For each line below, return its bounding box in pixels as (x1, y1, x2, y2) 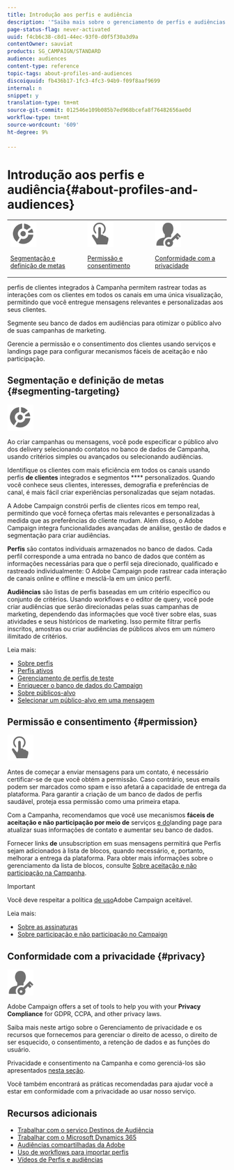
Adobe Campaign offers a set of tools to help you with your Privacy (7, 1002, 201, 1011)
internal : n (7, 84, 42, 92)
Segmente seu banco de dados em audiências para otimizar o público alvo (7, 319, 221, 327)
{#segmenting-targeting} (7, 386, 120, 397)
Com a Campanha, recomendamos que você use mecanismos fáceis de (7, 811, 214, 819)
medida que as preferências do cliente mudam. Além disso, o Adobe (7, 516, 203, 525)
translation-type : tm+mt (7, 100, 79, 106)
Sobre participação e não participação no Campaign (17, 930, 168, 939)
